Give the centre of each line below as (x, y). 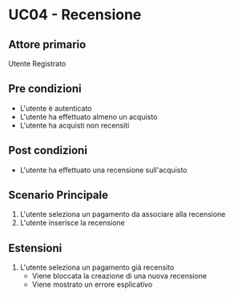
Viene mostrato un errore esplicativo (92, 285)
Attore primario (47, 45)
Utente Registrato (37, 63)
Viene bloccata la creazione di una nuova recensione (119, 276)
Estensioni (35, 248)
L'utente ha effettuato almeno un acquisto (89, 116)
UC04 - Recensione (75, 15)
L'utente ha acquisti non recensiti (75, 125)
